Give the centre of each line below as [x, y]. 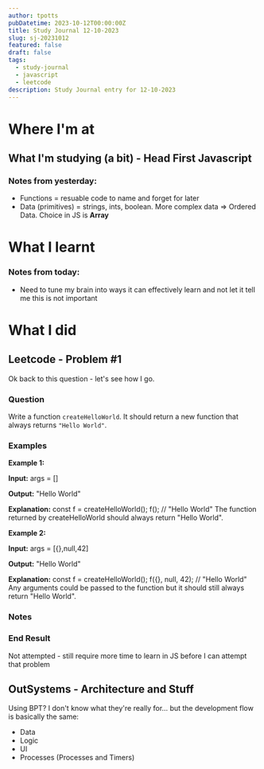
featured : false [35, 45]
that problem [29, 664]
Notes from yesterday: [52, 181]
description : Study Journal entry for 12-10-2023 [92, 90]
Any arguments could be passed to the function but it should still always [126, 588]
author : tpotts [33, 16]
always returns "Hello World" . [58, 425]
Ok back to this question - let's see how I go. [82, 378]
